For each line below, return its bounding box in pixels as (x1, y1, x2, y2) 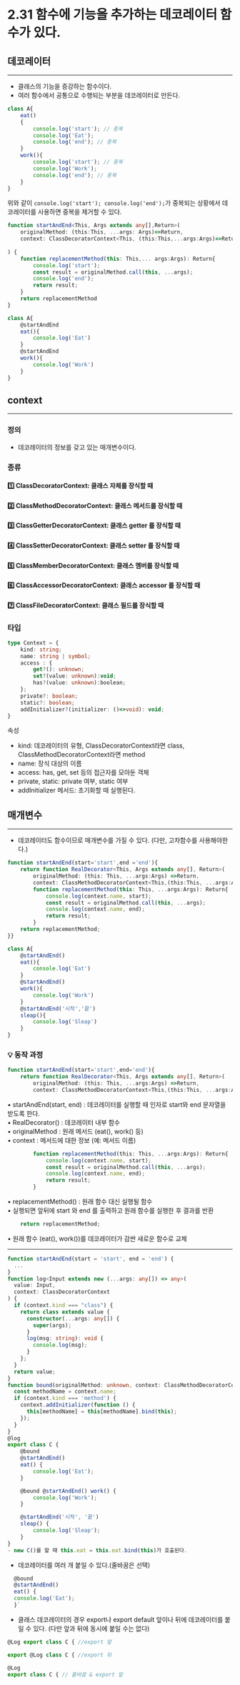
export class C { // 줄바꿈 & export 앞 (7, 1671, 124, 1678)
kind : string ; (20, 646, 62, 653)
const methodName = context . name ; (14, 1388, 116, 1396)
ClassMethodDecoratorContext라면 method (17, 750, 146, 759)
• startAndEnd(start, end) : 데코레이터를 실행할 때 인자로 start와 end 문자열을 (7, 1100, 226, 1108)
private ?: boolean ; (20, 692, 79, 700)
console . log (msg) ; (33, 1341, 88, 1349)
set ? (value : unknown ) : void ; (33, 672, 116, 680)
